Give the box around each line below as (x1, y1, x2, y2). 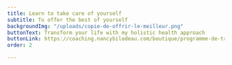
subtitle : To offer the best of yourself (7, 16, 128, 23)
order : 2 (7, 42, 32, 49)
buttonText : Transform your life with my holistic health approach (7, 29, 206, 36)
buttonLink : (7, 36, 41, 42)
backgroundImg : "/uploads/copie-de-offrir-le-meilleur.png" (7, 23, 184, 29)
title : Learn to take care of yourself (7, 10, 122, 17)
